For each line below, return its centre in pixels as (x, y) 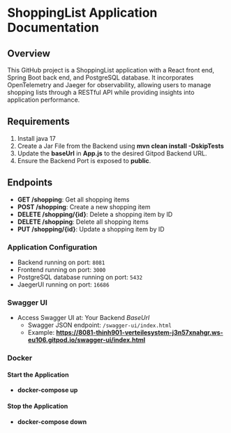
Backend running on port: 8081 (61, 262)
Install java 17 (36, 138)
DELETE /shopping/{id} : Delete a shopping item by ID (95, 214)
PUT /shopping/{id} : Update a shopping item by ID (91, 229)
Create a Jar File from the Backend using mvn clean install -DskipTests (121, 146)
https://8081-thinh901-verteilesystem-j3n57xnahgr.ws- (139, 333)
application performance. (44, 100)
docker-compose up (47, 390)
